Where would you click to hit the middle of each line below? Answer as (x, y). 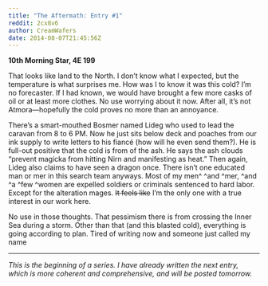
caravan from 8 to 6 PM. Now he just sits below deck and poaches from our (132, 134)
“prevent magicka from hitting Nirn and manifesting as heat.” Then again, (128, 159)
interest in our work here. (50, 202)
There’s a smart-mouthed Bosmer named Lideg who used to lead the (121, 125)
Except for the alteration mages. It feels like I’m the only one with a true (125, 193)
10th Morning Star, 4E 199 (52, 61)
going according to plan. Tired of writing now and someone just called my (130, 234)
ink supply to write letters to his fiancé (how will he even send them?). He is (132, 142)
